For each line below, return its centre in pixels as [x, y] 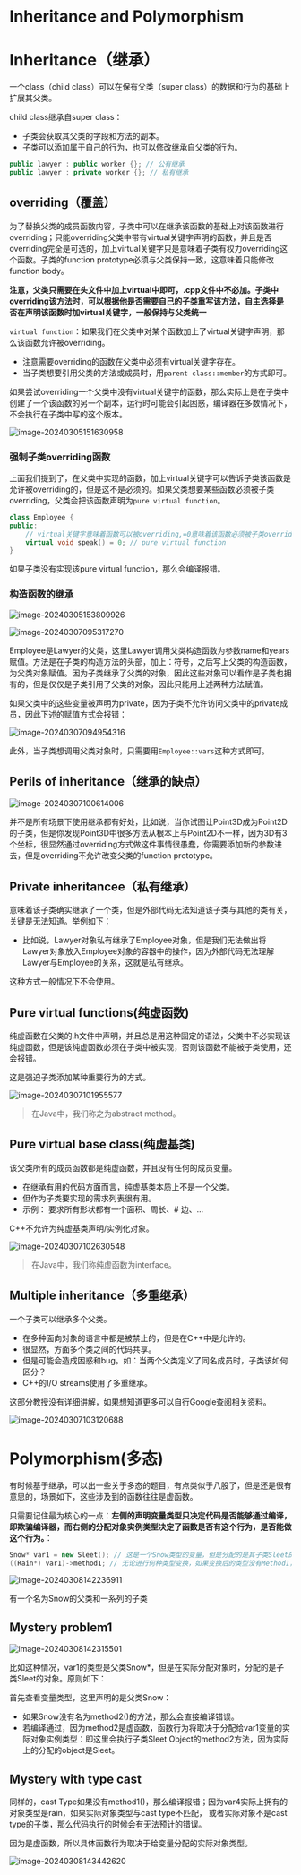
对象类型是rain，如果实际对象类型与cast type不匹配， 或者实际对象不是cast [149, 1813]
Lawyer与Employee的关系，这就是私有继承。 [105, 963]
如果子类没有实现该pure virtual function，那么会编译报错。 [117, 569]
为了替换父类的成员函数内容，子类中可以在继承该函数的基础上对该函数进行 [146, 226]
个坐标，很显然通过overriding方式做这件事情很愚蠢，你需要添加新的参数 [142, 845]
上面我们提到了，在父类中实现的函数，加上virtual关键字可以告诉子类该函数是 [150, 477]
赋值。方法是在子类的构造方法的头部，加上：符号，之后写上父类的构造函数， [150, 661]
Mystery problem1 [61, 1627]
